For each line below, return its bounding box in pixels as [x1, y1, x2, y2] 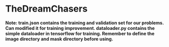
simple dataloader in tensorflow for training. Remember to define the [5, 30, 155, 36]
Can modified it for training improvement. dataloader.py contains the [5, 25, 155, 31]
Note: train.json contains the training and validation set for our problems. [5, 20, 164, 26]
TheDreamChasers [5, 3, 88, 15]
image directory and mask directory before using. [5, 36, 114, 42]
